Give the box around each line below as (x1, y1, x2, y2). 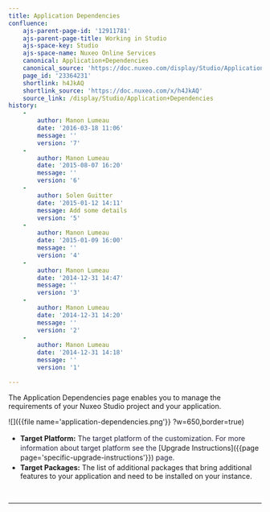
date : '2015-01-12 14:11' (37, 199, 125, 207)
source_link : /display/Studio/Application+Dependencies (22, 94, 215, 102)
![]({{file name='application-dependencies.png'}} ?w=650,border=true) (8, 416, 245, 427)
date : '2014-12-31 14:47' (37, 274, 125, 282)
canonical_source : (22, 64, 84, 72)
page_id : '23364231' (22, 72, 92, 80)
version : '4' (37, 251, 81, 259)
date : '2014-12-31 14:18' (37, 349, 125, 357)
